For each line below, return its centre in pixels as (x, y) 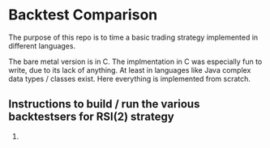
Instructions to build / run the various (104, 104)
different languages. (42, 45)
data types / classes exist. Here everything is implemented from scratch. (130, 78)
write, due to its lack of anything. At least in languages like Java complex (130, 70)
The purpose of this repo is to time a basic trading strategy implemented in (133, 37)
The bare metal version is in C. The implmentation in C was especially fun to (135, 61)
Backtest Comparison (83, 15)
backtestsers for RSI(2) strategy (91, 117)
